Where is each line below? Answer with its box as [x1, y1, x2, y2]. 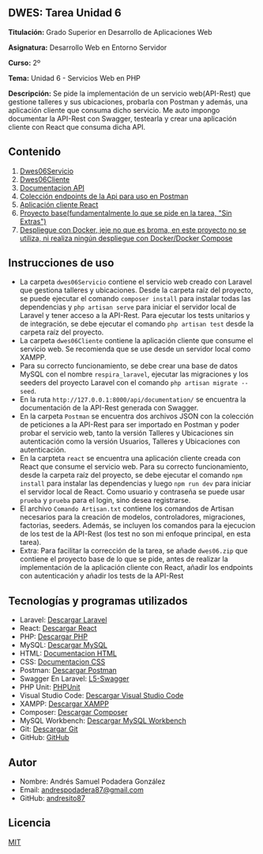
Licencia [8, 816, 51, 829]
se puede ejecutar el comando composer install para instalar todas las [19, 294, 251, 304]
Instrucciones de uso [8, 256, 115, 270]
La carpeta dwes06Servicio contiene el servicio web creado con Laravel [19, 277, 253, 287]
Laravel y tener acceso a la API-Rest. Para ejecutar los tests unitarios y [19, 311, 250, 320]
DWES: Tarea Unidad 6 [8, 6, 122, 20]
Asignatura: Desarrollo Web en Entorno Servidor [8, 43, 167, 52]
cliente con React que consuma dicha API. [8, 122, 146, 131]
